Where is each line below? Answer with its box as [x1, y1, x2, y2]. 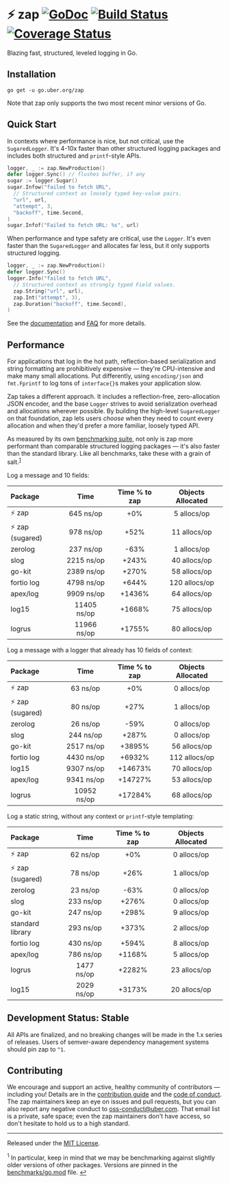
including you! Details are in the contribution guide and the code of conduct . [7, 1090, 222, 1099]
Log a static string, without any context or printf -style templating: [7, 812, 194, 820]
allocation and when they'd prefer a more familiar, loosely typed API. [7, 422, 200, 430]
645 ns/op [68, 509, 103, 519]
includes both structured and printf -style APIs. [7, 151, 142, 160]
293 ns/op [68, 923, 103, 932]
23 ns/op [70, 885, 100, 894]
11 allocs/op [171, 527, 212, 537]
